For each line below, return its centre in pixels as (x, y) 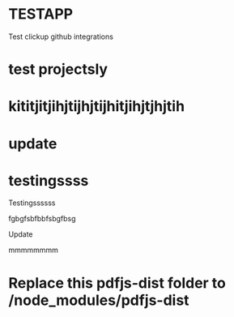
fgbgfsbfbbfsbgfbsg (42, 219)
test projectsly (58, 69)
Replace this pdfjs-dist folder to (117, 283)
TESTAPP (41, 14)
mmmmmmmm (34, 250)
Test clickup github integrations (61, 36)
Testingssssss (32, 203)
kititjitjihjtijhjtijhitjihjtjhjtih (96, 107)
